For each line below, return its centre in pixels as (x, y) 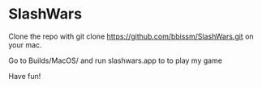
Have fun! (25, 76)
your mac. (25, 44)
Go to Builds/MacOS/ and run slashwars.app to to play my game (116, 60)
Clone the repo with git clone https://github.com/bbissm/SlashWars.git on (131, 36)
